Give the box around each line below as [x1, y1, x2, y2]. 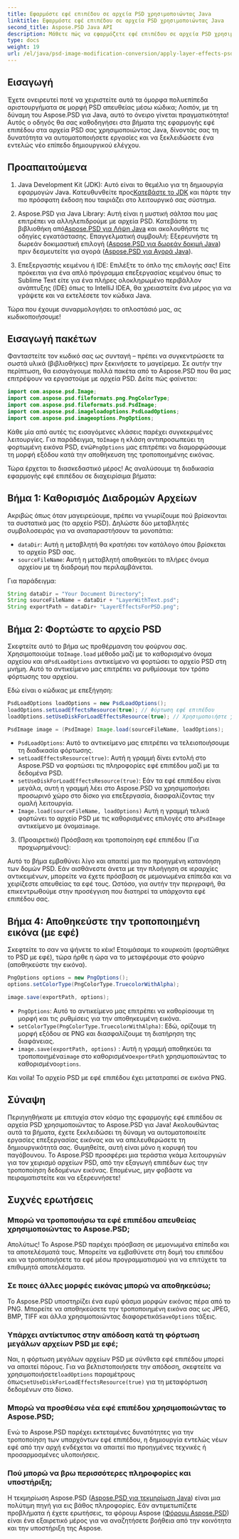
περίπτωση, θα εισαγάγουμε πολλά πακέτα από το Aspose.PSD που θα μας [7, 367, 231, 376]
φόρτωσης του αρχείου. [7, 672, 78, 680]
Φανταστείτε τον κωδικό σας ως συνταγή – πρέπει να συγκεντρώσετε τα [7, 351, 224, 360]
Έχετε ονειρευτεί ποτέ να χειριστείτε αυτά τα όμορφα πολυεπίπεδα [7, 95, 208, 104]
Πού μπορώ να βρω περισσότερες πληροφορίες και [7, 1469, 191, 1479]
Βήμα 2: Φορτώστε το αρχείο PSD [7, 623, 162, 635]
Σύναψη [7, 1094, 46, 1106]
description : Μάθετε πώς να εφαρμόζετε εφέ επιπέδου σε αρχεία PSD [7, 30, 212, 38]
